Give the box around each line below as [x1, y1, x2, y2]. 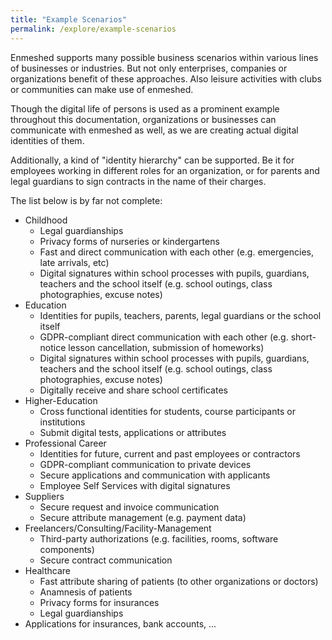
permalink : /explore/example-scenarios [10, 24, 177, 34]
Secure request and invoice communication [39, 501, 220, 513]
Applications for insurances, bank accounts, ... [24, 617, 217, 630]
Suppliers [24, 490, 65, 502]
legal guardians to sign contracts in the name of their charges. [10, 175, 267, 187]
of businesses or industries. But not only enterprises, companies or [10, 62, 288, 74]
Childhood [24, 214, 68, 226]
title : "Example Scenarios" [10, 14, 128, 25]
